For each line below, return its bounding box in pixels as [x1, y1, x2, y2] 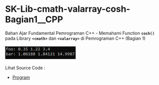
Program [12, 74, 31, 80]
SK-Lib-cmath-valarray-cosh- [5, 3, 130, 15]
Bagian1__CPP [5, 14, 63, 25]
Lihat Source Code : [5, 65, 46, 71]
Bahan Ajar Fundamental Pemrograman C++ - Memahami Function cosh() [5, 30, 155, 36]
